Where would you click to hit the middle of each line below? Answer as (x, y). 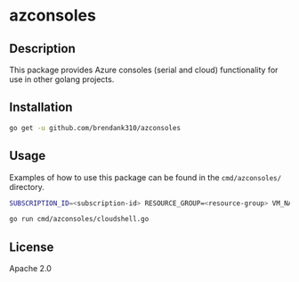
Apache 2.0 (30, 269)
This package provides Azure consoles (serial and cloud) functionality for (144, 70)
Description (42, 49)
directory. (27, 187)
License (32, 247)
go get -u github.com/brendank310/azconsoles (95, 128)
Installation (41, 108)
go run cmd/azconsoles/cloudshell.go (79, 220)
